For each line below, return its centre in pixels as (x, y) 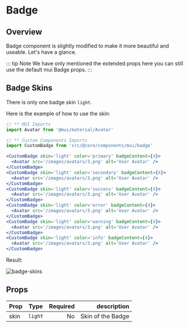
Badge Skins (29, 88)
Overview (24, 32)
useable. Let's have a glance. (41, 52)
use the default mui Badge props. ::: (49, 70)
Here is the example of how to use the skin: (58, 113)
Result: (14, 260)
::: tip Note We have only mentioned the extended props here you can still (94, 63)
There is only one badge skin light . (49, 102)
